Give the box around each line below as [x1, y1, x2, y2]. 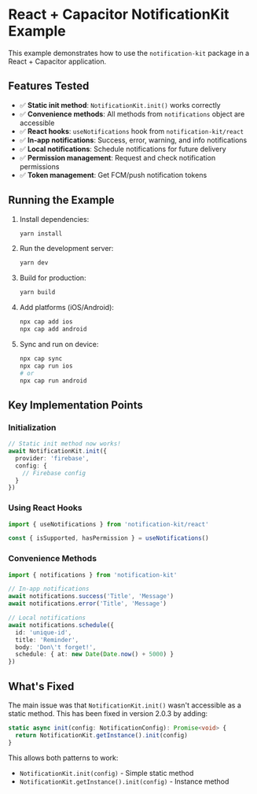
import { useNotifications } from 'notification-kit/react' [8, 520, 210, 528]
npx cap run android [19, 376, 87, 385]
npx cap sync [19, 354, 63, 363]
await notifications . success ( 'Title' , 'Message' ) [8, 593, 174, 600]
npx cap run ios [19, 362, 73, 370]
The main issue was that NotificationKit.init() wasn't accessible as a [8, 700, 242, 710]
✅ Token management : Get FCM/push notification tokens [19, 170, 207, 179]
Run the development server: [19, 244, 114, 253]
